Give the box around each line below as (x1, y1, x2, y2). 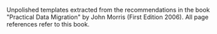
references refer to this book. (6, 20, 90, 28)
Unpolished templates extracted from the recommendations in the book (6, 6, 210, 14)
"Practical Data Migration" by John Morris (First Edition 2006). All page (6, 13, 209, 21)
